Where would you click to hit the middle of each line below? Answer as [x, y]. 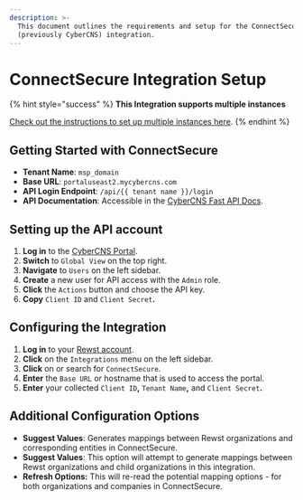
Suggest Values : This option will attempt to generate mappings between [157, 457]
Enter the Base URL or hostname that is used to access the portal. [143, 378]
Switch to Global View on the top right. [95, 260]
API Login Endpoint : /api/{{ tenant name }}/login [118, 192]
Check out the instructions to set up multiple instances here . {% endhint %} [150, 122]
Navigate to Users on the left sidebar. [92, 270]
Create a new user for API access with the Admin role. [121, 279]
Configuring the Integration [88, 328]
